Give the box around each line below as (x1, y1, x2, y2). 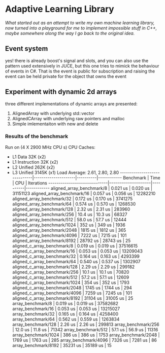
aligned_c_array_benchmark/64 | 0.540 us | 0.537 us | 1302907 (12, 258, 141, 264)
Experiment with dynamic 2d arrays (5, 88, 117, 96)
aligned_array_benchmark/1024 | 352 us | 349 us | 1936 (12, 222, 126, 228)
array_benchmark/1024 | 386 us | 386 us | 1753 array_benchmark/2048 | (12, 332, 160, 338)
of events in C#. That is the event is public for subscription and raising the (5, 68, 155, 74)
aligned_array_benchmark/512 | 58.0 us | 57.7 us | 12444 (12, 216, 127, 222)
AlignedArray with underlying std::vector (12, 110, 95, 116)
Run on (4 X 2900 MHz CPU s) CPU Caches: (5, 144, 96, 150)
